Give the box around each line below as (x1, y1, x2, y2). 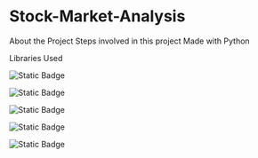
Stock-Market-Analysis (9, 6, 186, 27)
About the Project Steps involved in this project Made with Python (9, 36, 251, 46)
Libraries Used (9, 52, 63, 63)
